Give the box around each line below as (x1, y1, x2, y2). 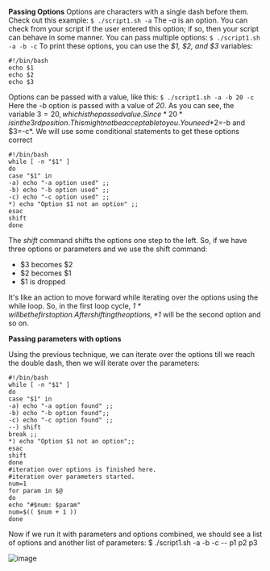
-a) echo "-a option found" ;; (8, 402, 114, 410)
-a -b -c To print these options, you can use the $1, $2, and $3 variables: (8, 41, 254, 51)
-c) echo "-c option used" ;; (8, 193, 110, 201)
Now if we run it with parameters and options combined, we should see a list (8, 529, 263, 539)
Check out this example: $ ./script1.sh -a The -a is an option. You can (8, 15, 248, 25)
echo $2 (8, 71, 35, 79)
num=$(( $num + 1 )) (8, 508, 78, 516)
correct (8, 135, 33, 145)
